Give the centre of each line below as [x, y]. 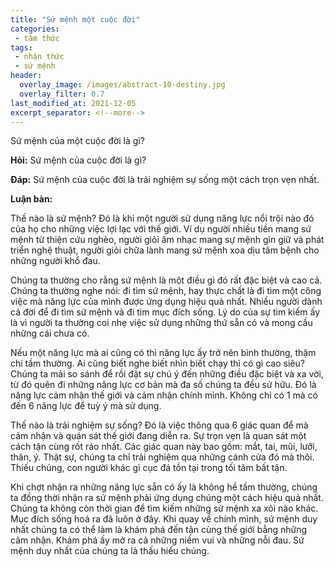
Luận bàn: [31, 199]
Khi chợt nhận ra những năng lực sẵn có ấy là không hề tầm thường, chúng [164, 487]
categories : [35, 29]
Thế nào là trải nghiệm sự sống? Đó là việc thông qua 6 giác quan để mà [159, 425]
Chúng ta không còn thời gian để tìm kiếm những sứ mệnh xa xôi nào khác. [164, 508]
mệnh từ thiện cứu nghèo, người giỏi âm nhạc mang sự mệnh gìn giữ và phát [167, 240]
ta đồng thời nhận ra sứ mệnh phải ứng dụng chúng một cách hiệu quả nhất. [167, 498]
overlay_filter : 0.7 [62, 94]
